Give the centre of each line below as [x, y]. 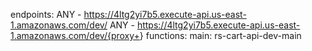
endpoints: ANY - [46, 14]
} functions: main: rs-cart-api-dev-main [220, 35]
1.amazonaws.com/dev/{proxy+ [75, 35]
